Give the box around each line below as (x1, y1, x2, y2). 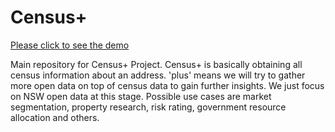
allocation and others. (10, 111, 100, 123)
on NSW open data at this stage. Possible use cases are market (10, 90, 272, 102)
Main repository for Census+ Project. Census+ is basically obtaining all (10, 58, 303, 70)
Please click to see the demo (10, 39, 130, 51)
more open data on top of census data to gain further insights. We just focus (10, 79, 325, 91)
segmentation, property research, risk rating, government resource (10, 101, 287, 113)
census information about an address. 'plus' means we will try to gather (10, 69, 306, 81)
